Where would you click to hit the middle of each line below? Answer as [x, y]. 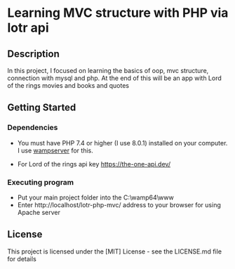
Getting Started [42, 108]
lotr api [28, 28]
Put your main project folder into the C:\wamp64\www [95, 197]
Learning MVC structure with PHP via [118, 13]
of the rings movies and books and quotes [68, 85]
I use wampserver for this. [55, 150]
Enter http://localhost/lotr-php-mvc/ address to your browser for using [119, 204]
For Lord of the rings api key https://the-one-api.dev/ [94, 164]
